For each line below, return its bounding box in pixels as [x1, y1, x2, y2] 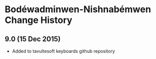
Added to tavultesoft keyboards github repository [12, 48, 115, 54]
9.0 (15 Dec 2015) [5, 35, 61, 43]
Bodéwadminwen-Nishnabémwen [5, 4, 151, 15]
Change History [5, 14, 72, 26]
